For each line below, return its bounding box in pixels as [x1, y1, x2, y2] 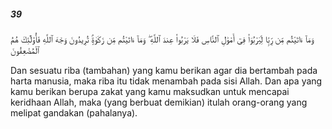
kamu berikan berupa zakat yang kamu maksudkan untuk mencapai [10, 85, 290, 97]
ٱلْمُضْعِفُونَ [10, 44, 40, 56]
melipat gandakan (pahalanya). [10, 106, 138, 119]
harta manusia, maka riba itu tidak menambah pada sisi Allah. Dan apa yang [10, 75, 323, 87]
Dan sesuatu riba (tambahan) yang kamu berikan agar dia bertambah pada [10, 64, 318, 76]
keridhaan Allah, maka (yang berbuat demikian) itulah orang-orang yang [10, 96, 308, 108]
